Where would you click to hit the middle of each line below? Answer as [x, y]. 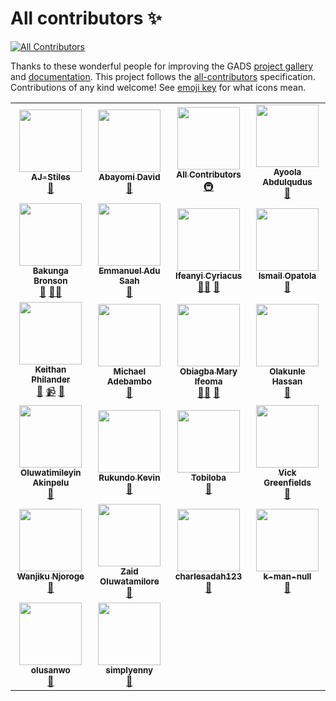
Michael [130, 371]
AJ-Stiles [51, 176]
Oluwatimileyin [50, 472]
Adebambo [129, 381]
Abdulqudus [287, 181]
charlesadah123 [208, 576]
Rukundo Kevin [129, 477]
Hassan [287, 381]
